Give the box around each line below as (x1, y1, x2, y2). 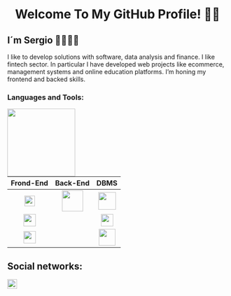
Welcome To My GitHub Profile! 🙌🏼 (15, 6, 220, 22)
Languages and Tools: (7, 92, 84, 102)
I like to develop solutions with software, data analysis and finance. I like (7, 52, 216, 61)
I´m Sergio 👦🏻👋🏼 (7, 34, 79, 46)
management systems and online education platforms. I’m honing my (7, 68, 206, 76)
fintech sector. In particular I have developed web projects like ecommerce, (7, 60, 225, 69)
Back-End (55, 178, 90, 188)
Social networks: (7, 260, 83, 272)
